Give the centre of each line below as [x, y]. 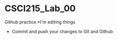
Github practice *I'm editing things [40, 22]
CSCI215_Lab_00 [40, 9]
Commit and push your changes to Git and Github [62, 31]
